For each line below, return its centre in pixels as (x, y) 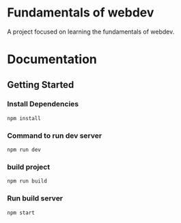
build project (28, 167)
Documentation (52, 59)
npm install (24, 118)
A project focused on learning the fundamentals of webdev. (91, 32)
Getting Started (41, 85)
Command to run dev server (55, 135)
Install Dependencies (43, 104)
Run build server (35, 198)
